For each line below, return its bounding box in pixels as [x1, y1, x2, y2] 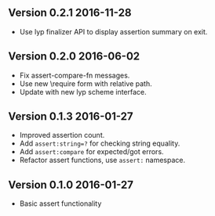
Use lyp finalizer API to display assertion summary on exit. [19, 27, 208, 36]
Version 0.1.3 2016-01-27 [8, 110, 133, 124]
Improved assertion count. [19, 131, 105, 140]
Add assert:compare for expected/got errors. [19, 147, 164, 157]
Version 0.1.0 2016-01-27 [8, 178, 134, 191]
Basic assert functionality [19, 199, 102, 208]
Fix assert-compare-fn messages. [19, 70, 130, 80]
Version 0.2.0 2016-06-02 [8, 50, 140, 63]
